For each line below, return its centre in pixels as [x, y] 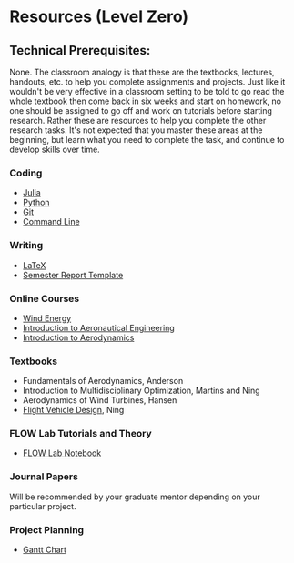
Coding [26, 173]
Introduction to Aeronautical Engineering [98, 327]
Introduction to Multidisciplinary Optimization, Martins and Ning [142, 391]
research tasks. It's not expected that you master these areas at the [136, 130]
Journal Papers [44, 477]
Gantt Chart [44, 550]
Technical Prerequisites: [80, 50]
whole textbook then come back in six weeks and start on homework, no [146, 101]
